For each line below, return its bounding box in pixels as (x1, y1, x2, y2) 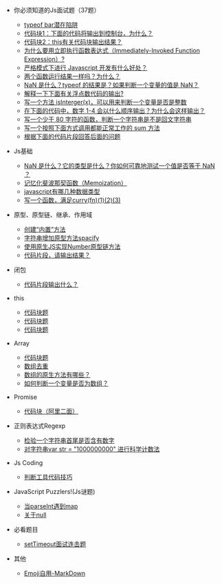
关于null (23, 511, 47, 519)
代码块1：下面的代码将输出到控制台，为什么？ (23, 30, 153, 37)
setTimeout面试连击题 (23, 540, 87, 548)
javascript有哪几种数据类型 (23, 188, 100, 195)
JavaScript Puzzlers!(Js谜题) (13, 488, 96, 495)
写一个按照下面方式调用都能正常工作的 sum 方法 (23, 124, 160, 132)
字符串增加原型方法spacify (23, 234, 100, 242)
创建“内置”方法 (23, 226, 66, 233)
